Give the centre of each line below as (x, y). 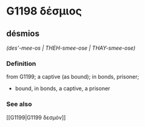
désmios (23, 34)
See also (19, 104)
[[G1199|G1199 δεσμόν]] (36, 117)
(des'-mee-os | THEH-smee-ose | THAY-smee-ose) (71, 48)
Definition (21, 63)
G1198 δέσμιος (44, 11)
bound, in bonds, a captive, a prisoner (62, 88)
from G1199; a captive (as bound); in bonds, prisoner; (73, 77)
